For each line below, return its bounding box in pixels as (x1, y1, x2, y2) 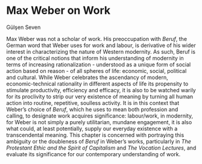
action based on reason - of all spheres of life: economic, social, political (6, 67, 187, 74)
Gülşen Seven (6, 24, 41, 31)
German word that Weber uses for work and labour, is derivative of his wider (6, 42, 196, 49)
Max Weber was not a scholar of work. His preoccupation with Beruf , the (6, 35, 188, 42)
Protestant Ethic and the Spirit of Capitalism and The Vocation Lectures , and (6, 144, 197, 151)
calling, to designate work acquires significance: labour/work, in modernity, (6, 112, 194, 119)
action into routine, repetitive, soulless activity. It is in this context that (6, 99, 180, 106)
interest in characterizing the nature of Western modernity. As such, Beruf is (6, 48, 196, 55)
